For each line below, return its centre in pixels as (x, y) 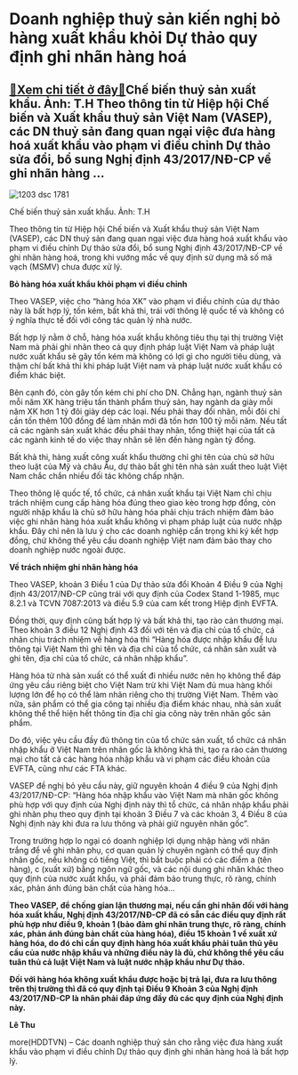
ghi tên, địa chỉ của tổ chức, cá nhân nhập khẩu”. (99, 658)
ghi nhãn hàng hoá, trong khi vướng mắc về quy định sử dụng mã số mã (141, 257)
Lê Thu (22, 1025)
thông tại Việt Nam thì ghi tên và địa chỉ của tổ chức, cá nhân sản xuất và (143, 649)
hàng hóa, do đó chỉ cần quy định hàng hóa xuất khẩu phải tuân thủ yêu (144, 943)
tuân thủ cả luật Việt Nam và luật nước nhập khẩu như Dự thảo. (127, 962)
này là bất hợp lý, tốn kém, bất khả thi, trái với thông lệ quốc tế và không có (147, 311)
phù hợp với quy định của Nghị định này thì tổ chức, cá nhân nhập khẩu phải (149, 804)
